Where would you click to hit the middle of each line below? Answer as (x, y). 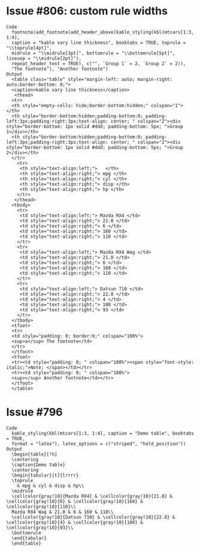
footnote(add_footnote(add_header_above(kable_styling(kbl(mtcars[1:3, (103, 32)
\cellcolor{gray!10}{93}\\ (40, 527)
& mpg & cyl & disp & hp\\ (51, 486)
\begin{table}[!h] (35, 454)
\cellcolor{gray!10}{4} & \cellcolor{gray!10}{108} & (75, 522)
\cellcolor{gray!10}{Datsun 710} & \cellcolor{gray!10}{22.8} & (93, 517)
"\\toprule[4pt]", (29, 48)
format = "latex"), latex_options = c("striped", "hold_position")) (99, 444)
